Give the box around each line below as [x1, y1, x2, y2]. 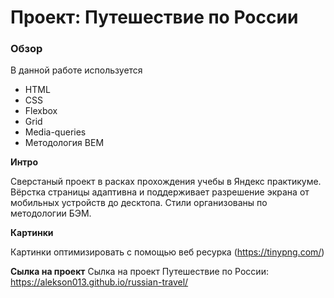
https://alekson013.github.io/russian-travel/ [10, 276, 189, 288]
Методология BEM [24, 137, 105, 149]
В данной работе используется [10, 64, 143, 76]
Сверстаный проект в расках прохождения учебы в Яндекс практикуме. [10, 176, 322, 188]
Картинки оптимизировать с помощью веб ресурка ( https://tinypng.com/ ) [10, 246, 325, 258]
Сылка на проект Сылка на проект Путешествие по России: [10, 266, 269, 278]
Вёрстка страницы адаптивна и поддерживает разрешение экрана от [10, 186, 310, 198]
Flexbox [24, 105, 58, 117]
